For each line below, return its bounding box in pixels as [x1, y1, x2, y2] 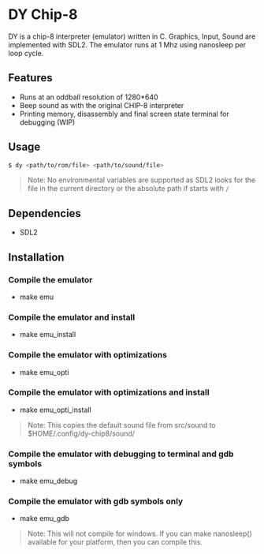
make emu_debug [19, 476, 78, 486]
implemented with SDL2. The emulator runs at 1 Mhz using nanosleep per [8, 39, 247, 49]
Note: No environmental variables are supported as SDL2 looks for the [27, 175, 256, 185]
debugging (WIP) [19, 117, 76, 127]
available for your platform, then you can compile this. [27, 537, 203, 547]
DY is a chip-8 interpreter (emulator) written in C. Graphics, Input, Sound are [8, 32, 256, 41]
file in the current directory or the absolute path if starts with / [27, 184, 230, 193]
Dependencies [8, 207, 81, 220]
